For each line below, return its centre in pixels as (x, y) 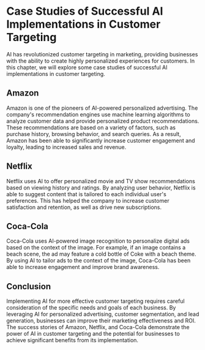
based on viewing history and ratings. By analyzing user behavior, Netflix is (101, 188)
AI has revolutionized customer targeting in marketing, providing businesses (102, 54)
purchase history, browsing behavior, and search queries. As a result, (94, 134)
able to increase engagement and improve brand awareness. (83, 267)
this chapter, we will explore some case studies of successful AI (87, 67)
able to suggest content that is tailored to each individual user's (86, 194)
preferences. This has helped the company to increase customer (88, 200)
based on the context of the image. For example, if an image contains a (96, 248)
